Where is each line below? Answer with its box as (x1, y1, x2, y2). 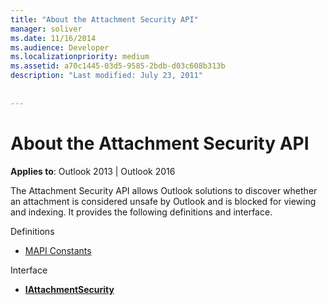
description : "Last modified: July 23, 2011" (10, 71, 203, 81)
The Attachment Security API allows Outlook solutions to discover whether (10, 184, 318, 196)
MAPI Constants (24, 244, 92, 256)
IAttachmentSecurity (24, 283, 115, 295)
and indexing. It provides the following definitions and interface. (10, 206, 273, 218)
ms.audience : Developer (10, 42, 110, 53)
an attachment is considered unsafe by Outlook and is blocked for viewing (10, 195, 317, 207)
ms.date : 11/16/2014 (10, 33, 97, 43)
